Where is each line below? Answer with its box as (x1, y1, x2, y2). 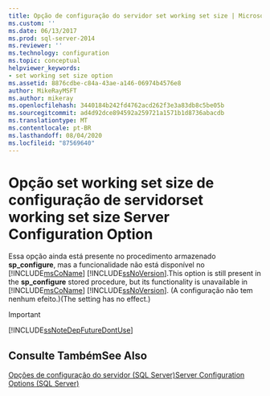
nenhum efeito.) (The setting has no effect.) (8, 295, 151, 304)
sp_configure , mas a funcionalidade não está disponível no (8, 260, 205, 270)
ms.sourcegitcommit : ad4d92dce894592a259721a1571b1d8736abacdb (8, 109, 225, 118)
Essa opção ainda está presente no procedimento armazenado (8, 251, 216, 262)
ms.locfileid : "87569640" (8, 138, 95, 147)
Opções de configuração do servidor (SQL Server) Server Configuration (8, 370, 245, 380)
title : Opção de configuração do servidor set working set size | (8, 11, 235, 20)
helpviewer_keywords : (8, 64, 81, 72)
